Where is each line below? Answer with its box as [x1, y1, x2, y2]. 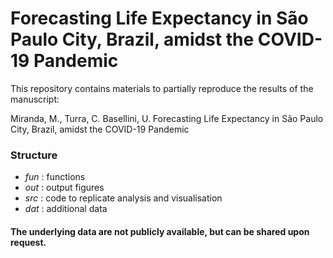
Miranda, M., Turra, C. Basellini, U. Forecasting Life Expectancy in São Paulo [10, 112, 324, 124]
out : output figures [24, 182, 105, 194]
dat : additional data [24, 203, 108, 215]
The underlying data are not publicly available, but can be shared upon [10, 225, 310, 237]
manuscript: [10, 93, 60, 105]
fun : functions [24, 171, 86, 183]
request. [10, 236, 47, 248]
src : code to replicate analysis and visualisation [24, 192, 223, 204]
